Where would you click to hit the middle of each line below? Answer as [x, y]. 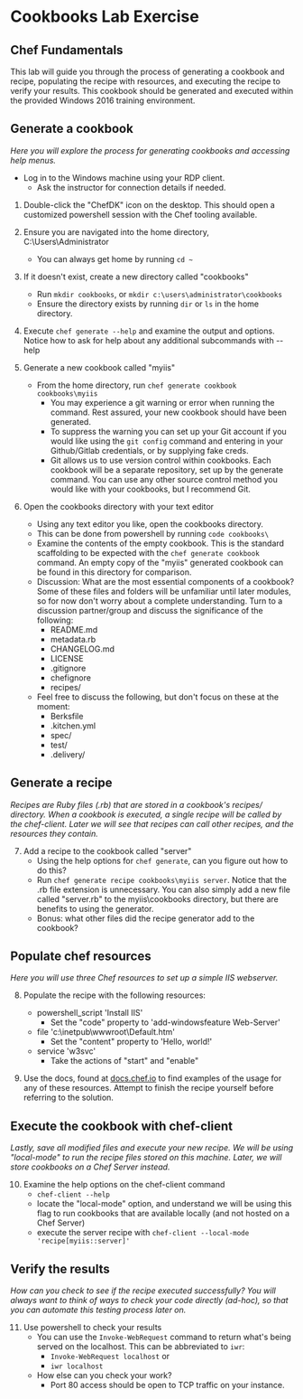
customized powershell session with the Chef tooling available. [140, 214]
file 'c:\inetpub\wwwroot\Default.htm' [106, 1032]
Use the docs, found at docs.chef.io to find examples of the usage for [152, 1078]
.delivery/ [68, 754]
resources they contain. [54, 833]
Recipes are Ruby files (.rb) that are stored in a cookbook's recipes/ [137, 804]
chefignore [70, 677]
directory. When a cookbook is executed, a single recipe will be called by [146, 814]
